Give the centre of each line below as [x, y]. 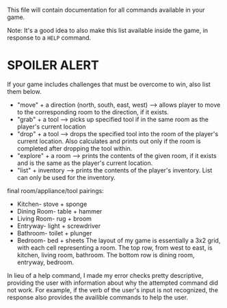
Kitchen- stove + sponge [52, 204]
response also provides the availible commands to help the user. [98, 297]
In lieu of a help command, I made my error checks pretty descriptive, [105, 275]
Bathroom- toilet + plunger [54, 233]
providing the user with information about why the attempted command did [113, 283]
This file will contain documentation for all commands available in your [106, 10]
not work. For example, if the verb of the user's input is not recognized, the [113, 290]
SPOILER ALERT [53, 65]
